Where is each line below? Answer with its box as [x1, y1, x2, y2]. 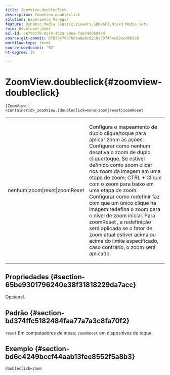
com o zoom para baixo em [89, 180, 154, 188]
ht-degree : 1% [5, 50, 35, 55]
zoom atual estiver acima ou [89, 231, 156, 238]
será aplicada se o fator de [89, 225, 153, 232]
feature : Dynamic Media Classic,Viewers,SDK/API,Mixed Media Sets [5, 21, 148, 27]
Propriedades [5, 272, 49, 281]
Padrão [5, 309, 29, 317]
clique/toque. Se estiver [89, 155, 146, 162]
